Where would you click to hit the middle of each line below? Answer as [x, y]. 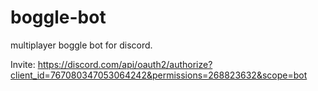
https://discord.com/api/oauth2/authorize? [125, 64]
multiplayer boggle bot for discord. [81, 45]
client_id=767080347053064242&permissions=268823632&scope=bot [159, 75]
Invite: [23, 64]
